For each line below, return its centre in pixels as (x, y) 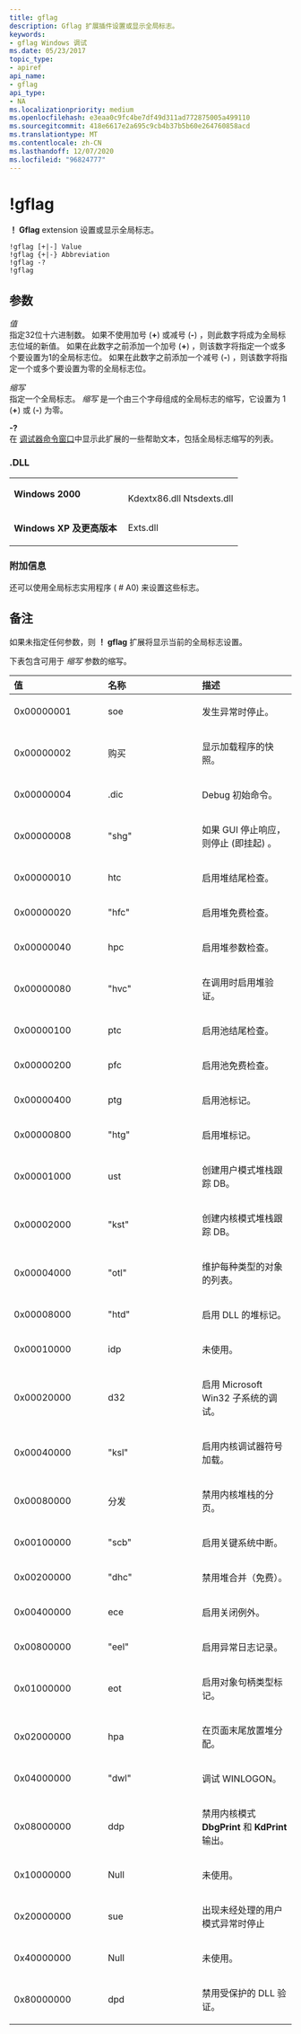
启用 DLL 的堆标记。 (244, 1314)
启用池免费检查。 (238, 1066)
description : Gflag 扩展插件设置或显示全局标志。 (94, 26)
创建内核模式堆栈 (238, 1218)
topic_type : (31, 59)
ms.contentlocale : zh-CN (56, 143)
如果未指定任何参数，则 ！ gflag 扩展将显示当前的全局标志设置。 (129, 641)
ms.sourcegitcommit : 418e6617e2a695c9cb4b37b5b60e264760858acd (130, 127)
